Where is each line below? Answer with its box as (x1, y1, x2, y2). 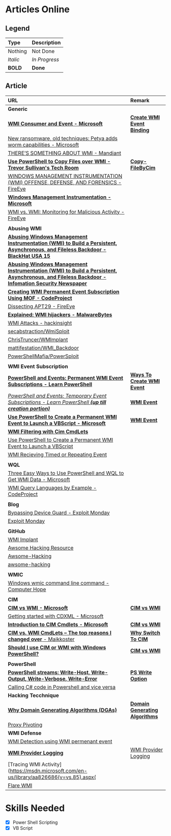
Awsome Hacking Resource (8, 544, 74, 551)
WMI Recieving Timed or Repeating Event (8, 451, 107, 458)
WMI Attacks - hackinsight (8, 319, 72, 327)
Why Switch (130, 629, 160, 636)
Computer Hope (8, 586, 46, 593)
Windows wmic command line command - (8, 579, 109, 586)
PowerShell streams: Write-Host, (8, 668, 90, 676)
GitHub (8, 527, 25, 535)
